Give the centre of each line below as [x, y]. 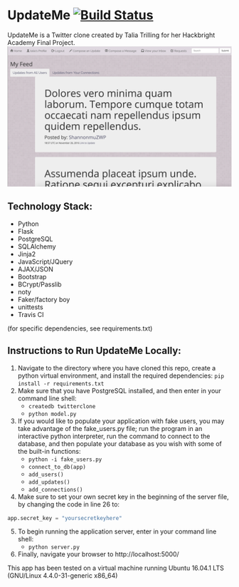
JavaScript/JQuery [45, 261]
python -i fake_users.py [65, 459]
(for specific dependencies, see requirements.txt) [80, 328]
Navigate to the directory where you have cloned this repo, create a [117, 368]
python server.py [54, 547]
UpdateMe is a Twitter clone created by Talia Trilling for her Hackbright [111, 35]
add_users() [46, 474]
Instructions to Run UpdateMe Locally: [94, 351]
